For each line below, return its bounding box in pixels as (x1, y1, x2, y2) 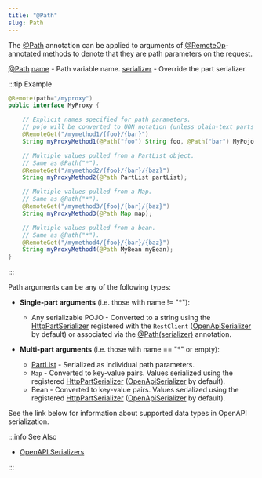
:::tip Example (8, 79, 53, 89)
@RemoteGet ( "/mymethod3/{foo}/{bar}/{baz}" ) (22, 203, 170, 210)
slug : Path (8, 19, 44, 27)
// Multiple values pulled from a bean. (22, 224, 156, 232)
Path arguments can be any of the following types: (8, 283, 171, 292)
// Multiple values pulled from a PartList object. (22, 151, 195, 159)
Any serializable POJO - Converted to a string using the (31, 313, 211, 323)
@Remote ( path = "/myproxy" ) (8, 94, 93, 102)
